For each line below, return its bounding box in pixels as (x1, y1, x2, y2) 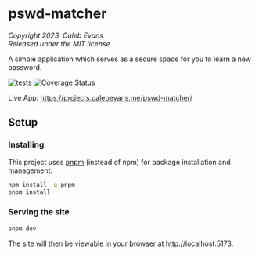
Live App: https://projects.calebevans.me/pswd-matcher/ (8, 93, 193, 102)
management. (8, 166, 53, 175)
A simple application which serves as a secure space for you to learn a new (8, 54, 252, 64)
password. (8, 62, 42, 71)
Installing (8, 139, 45, 150)
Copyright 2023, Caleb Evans (8, 31, 104, 40)
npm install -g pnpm (8, 181, 76, 188)
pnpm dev (8, 225, 37, 232)
